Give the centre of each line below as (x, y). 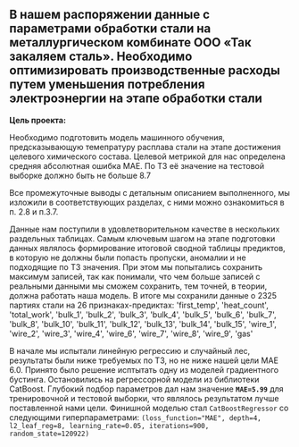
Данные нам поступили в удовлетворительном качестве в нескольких (145, 229)
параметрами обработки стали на (110, 29)
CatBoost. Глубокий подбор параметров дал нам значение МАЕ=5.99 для (146, 389)
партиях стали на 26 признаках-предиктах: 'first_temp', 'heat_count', (139, 305)
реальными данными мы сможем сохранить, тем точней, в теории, (138, 286)
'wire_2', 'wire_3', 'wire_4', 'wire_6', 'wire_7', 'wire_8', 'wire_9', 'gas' (131, 333)
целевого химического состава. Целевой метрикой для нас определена (147, 156)
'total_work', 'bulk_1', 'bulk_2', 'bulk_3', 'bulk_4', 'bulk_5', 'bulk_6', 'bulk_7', (143, 314)
